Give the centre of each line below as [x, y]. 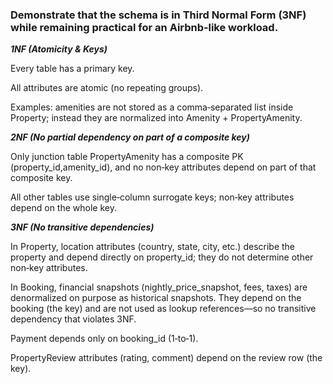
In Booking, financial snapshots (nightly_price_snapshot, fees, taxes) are [159, 287]
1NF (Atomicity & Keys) [59, 49]
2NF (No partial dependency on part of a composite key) [130, 137]
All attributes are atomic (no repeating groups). [107, 88]
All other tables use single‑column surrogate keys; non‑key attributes [152, 197]
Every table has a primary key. [72, 69]
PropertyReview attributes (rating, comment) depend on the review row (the [166, 358]
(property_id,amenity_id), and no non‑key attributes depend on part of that [163, 167]
